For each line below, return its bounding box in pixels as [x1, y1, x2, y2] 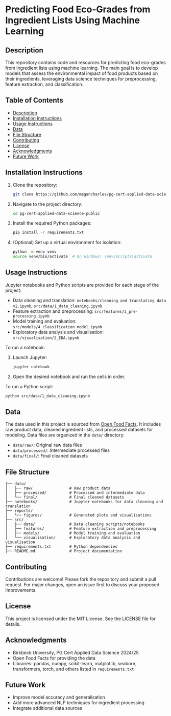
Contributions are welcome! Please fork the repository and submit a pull [5, 576, 157, 582]
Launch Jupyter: [12, 354, 47, 360]
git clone [12, 191, 34, 197]
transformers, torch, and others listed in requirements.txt [12, 666, 134, 672]
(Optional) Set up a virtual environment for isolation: [12, 240, 122, 246]
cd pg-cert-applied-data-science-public [12, 211, 100, 216]
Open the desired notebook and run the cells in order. [12, 373, 126, 380]
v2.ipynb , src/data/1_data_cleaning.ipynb [12, 303, 103, 309]
